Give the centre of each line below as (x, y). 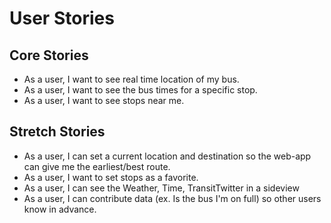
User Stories (62, 18)
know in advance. (60, 209)
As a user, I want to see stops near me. (104, 100)
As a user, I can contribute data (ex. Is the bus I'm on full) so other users (172, 198)
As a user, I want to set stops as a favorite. (111, 177)
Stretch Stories (57, 132)
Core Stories (49, 55)
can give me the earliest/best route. (97, 166)
